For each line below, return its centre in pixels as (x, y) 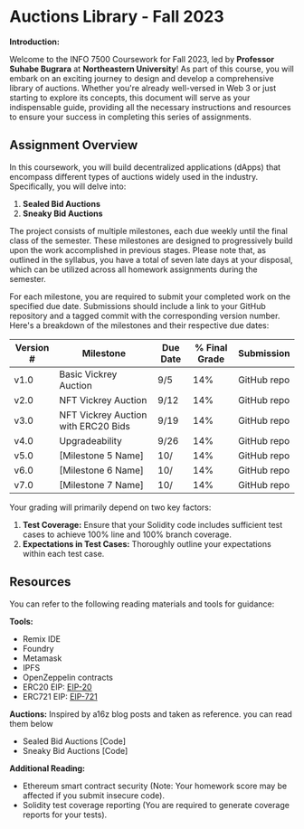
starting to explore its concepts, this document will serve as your (130, 98)
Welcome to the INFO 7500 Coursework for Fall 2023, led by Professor (142, 59)
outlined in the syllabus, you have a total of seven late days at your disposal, (151, 259)
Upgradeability (90, 440)
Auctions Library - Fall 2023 (117, 17)
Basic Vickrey (88, 374)
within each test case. (63, 553)
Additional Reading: (47, 768)
